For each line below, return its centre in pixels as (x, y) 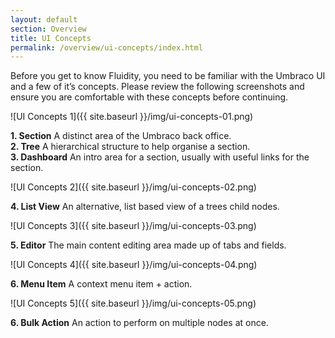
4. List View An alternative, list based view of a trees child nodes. (145, 207)
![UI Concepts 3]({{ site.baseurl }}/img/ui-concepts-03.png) (133, 226)
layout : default (44, 19)
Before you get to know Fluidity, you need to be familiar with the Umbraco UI (168, 76)
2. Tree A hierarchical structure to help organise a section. (130, 147)
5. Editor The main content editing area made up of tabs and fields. (148, 245)
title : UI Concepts (51, 38)
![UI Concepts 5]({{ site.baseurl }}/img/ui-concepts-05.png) (133, 303)
